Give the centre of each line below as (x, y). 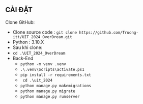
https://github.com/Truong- (109, 32)
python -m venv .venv (43, 64)
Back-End (23, 58)
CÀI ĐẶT (19, 10)
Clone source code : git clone (45, 32)
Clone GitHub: (20, 22)
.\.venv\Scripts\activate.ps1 (52, 69)
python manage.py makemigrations (56, 86)
